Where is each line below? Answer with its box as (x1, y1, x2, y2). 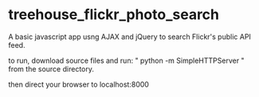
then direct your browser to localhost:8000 (8, 80, 150, 89)
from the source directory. (8, 64, 94, 73)
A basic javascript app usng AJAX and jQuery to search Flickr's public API (8, 32, 251, 41)
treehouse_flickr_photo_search (8, 6, 220, 24)
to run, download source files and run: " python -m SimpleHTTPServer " (8, 56, 245, 65)
